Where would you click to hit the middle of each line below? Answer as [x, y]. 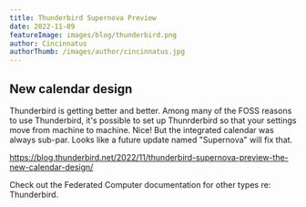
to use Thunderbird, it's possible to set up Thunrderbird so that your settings [153, 120]
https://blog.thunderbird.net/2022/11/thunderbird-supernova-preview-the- [149, 157]
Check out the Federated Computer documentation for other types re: [140, 184]
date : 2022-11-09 [42, 26]
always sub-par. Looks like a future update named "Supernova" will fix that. [151, 140]
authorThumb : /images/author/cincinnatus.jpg [97, 52]
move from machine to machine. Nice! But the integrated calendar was [142, 129]
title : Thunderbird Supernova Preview [83, 18]
